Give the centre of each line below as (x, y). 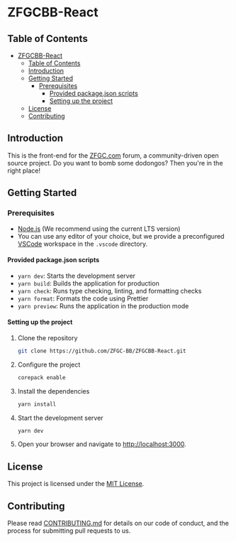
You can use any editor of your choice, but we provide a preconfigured (121, 236)
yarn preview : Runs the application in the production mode (103, 305)
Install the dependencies (54, 391)
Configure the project (49, 364)
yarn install (37, 404)
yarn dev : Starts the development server (77, 276)
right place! (24, 170)
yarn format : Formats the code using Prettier (83, 298)
